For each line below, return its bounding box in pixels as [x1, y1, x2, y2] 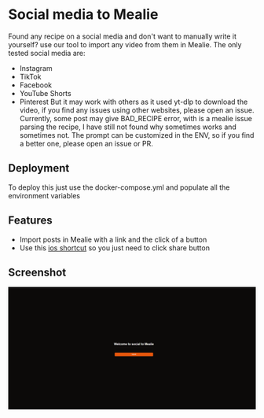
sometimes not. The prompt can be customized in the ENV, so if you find [19, 130, 255, 139]
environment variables [8, 191, 81, 200]
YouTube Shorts [19, 88, 72, 98]
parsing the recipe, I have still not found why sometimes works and [19, 122, 237, 131]
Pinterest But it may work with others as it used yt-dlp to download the [19, 97, 248, 106]
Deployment [8, 161, 70, 175]
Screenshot [8, 265, 67, 279]
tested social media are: [8, 48, 86, 57]
